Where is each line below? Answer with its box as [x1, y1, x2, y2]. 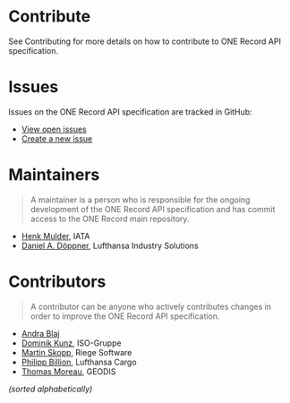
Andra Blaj [21, 328, 60, 339]
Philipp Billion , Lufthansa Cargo [21, 356, 137, 367]
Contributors [8, 271, 107, 292]
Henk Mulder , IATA [21, 230, 90, 241]
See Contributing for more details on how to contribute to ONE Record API [8, 36, 281, 47]
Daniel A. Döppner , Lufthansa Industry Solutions [21, 240, 199, 251]
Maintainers [8, 165, 100, 185]
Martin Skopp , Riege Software [21, 347, 132, 357]
